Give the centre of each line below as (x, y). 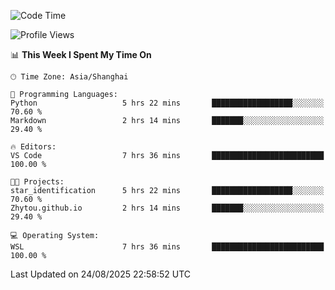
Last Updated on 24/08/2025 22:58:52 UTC (101, 274)
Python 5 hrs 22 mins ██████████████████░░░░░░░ (167, 103)
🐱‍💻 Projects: (37, 182)
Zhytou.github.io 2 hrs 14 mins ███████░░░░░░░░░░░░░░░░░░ (167, 208)
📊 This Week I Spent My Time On (81, 54)
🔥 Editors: (33, 147)
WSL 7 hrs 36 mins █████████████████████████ (167, 247)
